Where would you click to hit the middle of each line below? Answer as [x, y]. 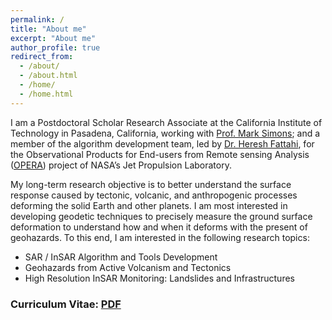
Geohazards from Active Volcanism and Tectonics [128, 267]
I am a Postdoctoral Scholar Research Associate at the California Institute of [166, 122]
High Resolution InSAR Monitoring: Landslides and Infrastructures [159, 278]
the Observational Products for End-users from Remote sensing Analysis [160, 154]
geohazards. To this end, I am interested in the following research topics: [160, 237]
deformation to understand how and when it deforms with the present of [159, 227]
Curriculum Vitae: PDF [66, 304]
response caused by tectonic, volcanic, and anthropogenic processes [154, 195]
